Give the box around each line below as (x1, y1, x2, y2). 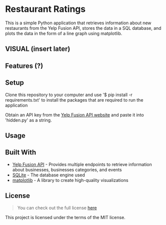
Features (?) (5, 61, 44, 70)
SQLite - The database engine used (12, 172, 85, 178)
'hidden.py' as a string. (5, 117, 52, 123)
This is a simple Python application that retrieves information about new (5, 20, 152, 26)
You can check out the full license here (17, 205, 97, 211)
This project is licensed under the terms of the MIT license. (5, 214, 125, 220)
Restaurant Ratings (5, 3, 86, 15)
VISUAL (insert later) (5, 45, 70, 53)
